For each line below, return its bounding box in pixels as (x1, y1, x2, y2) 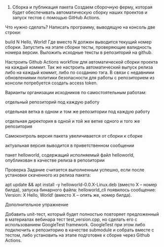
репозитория (5, 123, 33, 129)
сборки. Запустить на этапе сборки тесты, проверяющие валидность (5, 44, 152, 50)
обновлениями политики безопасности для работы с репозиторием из (5, 75, 155, 80)
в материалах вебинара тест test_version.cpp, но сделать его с (5, 216, 137, 222)
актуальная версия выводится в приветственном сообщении (5, 142, 134, 148)
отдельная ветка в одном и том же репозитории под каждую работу (5, 108, 150, 114)
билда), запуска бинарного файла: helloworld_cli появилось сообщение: (5, 187, 156, 193)
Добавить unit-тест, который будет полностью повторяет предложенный (5, 212, 159, 217)
